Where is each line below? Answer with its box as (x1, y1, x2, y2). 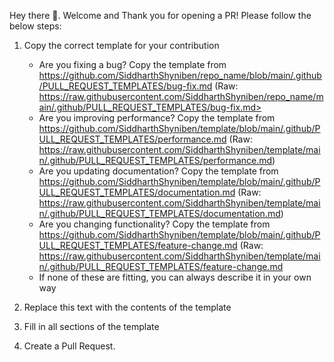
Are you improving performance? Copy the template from (38, 112, 276, 124)
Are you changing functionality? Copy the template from (38, 218, 271, 230)
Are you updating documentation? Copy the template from (38, 165, 279, 177)
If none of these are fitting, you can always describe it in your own (38, 271, 312, 283)
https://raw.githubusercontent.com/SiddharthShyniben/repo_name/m (38, 91, 324, 102)
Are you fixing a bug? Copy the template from (38, 59, 227, 70)
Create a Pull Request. (23, 340, 116, 352)
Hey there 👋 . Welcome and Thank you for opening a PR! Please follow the (9, 10, 312, 21)
